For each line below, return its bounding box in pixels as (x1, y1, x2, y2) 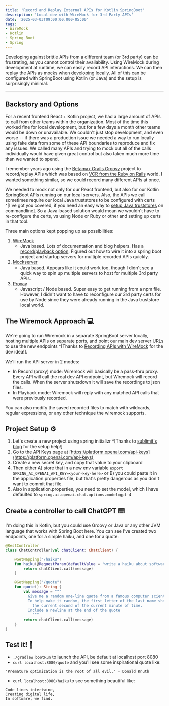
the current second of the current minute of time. (32, 603, 143, 608)
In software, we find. (5, 696, 53, 701)
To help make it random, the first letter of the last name (27, 598, 156, 603)
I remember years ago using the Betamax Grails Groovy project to (5, 165, 141, 171)
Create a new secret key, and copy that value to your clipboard (12, 460, 143, 466)
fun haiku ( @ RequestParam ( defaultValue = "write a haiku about (14, 561, 147, 566)
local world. (20, 302, 44, 308)
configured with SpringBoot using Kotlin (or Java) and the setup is (5, 75, 142, 81)
